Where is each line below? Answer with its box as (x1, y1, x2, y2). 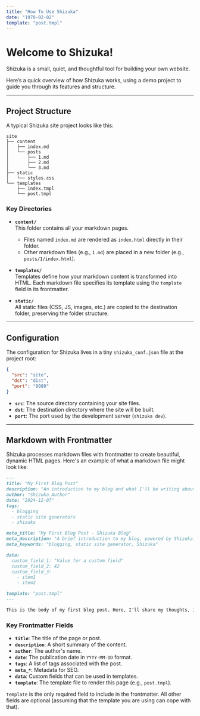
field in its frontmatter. (14, 286, 70, 293)
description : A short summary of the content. (14, 641, 127, 648)
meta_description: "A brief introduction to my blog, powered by (6, 536, 171, 542)
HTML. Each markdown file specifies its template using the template (14, 279, 182, 286)
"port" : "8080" (11, 383, 49, 389)
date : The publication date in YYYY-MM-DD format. (14, 654, 133, 661)
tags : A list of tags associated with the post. (14, 660, 123, 667)
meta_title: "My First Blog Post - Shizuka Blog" (6, 530, 132, 536)
